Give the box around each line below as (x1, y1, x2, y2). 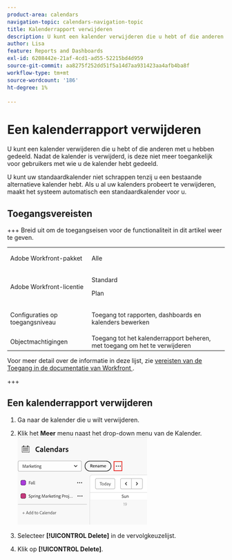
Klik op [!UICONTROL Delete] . (17, 545, 104, 553)
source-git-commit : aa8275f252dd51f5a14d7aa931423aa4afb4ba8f (7, 62, 190, 69)
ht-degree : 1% (7, 84, 48, 91)
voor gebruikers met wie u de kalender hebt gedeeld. (7, 160, 159, 168)
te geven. (7, 234, 35, 241)
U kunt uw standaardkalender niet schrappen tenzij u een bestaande (7, 173, 202, 181)
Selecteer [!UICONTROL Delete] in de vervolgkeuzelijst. (17, 531, 177, 539)
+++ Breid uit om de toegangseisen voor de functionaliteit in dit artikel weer (7, 226, 222, 234)
